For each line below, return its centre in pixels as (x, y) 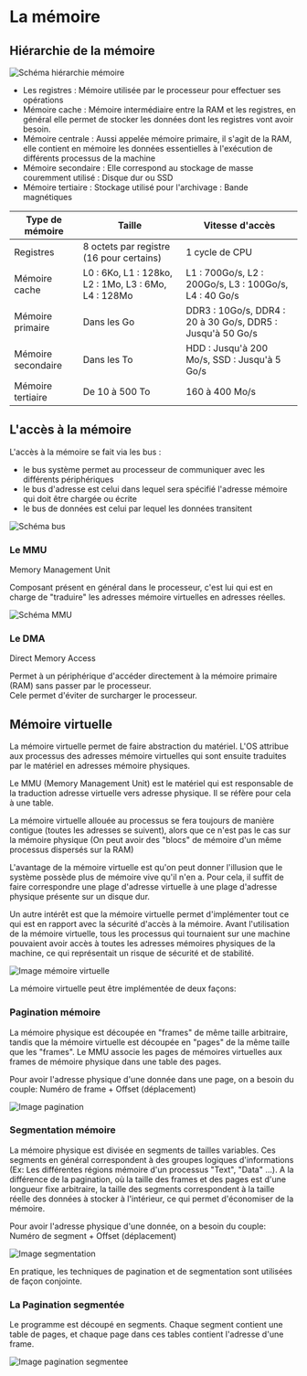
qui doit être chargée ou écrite (79, 498)
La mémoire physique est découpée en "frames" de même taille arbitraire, (149, 1032)
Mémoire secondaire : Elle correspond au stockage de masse (138, 168)
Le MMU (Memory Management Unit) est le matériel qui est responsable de (152, 784)
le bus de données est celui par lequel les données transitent (138, 508)
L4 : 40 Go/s (212, 296)
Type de (44, 219)
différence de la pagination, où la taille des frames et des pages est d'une (148, 1179)
